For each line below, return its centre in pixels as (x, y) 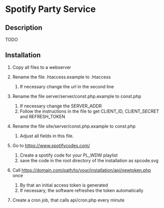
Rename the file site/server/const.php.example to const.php (74, 126)
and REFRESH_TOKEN (43, 116)
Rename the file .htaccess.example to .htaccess (62, 77)
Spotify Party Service (51, 9)
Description (24, 28)
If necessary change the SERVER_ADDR (61, 106)
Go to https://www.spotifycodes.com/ (51, 145)
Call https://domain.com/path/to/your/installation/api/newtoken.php (82, 170)
